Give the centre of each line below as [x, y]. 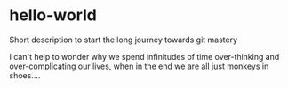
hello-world [53, 15]
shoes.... [25, 75]
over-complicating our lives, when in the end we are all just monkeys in [139, 66]
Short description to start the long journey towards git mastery [124, 40]
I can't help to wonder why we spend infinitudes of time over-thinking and [144, 56]
